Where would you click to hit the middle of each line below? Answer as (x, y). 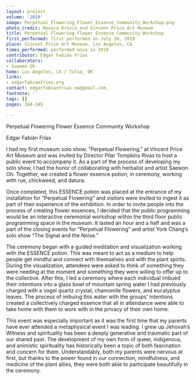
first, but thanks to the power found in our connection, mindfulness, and (93, 358)
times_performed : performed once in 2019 (58, 50)
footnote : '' (22, 93)
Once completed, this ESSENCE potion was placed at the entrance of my (94, 191)
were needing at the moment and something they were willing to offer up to (97, 271)
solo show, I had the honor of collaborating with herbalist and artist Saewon (97, 167)
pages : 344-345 (25, 104)
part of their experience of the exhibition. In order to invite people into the (95, 204)
